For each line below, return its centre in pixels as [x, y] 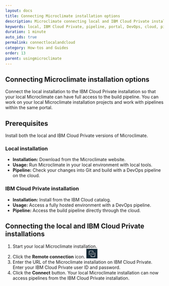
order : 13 [16, 53]
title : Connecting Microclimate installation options [63, 16]
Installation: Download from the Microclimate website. [69, 160]
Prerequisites [27, 123]
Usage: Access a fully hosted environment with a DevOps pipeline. [82, 205]
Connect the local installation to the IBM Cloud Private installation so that [80, 92]
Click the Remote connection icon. [49, 256]
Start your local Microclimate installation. [55, 246]
